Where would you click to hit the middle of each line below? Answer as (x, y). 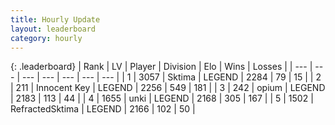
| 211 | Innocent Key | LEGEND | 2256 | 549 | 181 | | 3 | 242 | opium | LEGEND (168, 88)
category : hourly (46, 38)
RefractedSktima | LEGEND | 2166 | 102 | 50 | (103, 109)
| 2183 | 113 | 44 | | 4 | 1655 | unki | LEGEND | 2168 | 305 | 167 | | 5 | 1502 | (162, 98)
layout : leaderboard (53, 29)
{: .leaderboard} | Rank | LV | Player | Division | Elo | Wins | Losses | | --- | (161, 67)
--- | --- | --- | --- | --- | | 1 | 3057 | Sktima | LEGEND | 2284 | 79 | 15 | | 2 (171, 77)
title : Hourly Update (55, 19)
